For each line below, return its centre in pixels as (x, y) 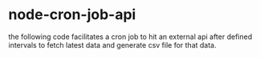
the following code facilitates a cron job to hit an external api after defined (130, 37)
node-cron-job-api (72, 15)
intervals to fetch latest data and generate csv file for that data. (112, 44)
